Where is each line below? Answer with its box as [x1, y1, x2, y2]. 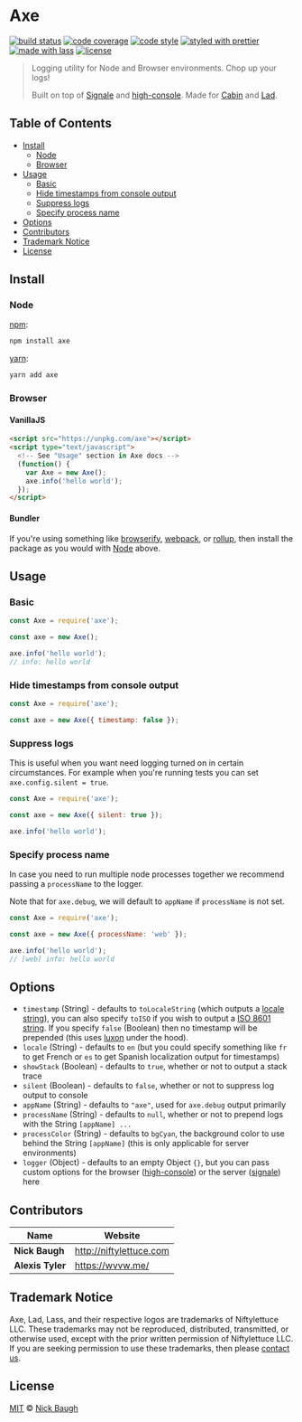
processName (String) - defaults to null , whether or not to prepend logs [22, 1109, 284, 1120]
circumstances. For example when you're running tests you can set [9, 768, 259, 778]
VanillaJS [9, 414, 46, 425]
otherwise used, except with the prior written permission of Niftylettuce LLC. [9, 1333, 294, 1343]
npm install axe [9, 336, 70, 346]
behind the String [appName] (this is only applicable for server [22, 1138, 250, 1149]
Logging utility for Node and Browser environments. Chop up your [31, 62, 277, 73]
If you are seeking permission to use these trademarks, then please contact [9, 1342, 290, 1353]
